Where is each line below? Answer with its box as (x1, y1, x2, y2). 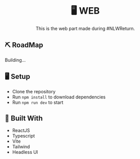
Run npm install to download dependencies (12, 94, 106, 100)
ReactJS (12, 127, 30, 134)
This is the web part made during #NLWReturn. (35, 25, 135, 32)
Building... (5, 57, 26, 63)
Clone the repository (12, 88, 56, 94)
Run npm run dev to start (12, 99, 63, 105)
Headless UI (12, 149, 38, 155)
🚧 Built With (5, 114, 43, 122)
